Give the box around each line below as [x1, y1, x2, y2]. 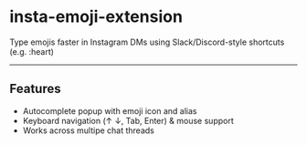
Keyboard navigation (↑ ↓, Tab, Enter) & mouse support [22, 115, 235, 126]
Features [9, 81, 61, 97]
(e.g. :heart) [9, 46, 55, 57]
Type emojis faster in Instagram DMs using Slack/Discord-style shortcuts [9, 36, 285, 47]
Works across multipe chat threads [22, 125, 155, 136]
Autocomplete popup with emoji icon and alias [22, 105, 197, 116]
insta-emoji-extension [9, 6, 183, 27]
